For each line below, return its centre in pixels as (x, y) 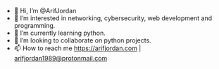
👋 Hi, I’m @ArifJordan (45, 11)
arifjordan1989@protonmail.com (61, 58)
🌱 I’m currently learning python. (60, 33)
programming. (35, 25)
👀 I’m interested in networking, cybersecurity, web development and (113, 18)
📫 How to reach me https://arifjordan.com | (77, 48)
